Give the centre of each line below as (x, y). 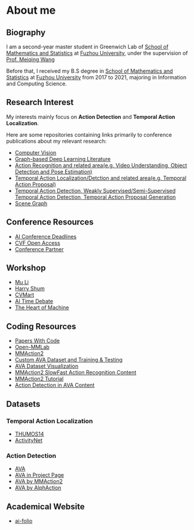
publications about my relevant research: (56, 141)
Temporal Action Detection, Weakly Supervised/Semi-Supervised (95, 190)
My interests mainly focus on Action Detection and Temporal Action (91, 116)
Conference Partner (39, 249)
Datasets (23, 404)
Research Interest (40, 102)
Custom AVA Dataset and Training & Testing (69, 360)
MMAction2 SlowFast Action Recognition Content (76, 372)
